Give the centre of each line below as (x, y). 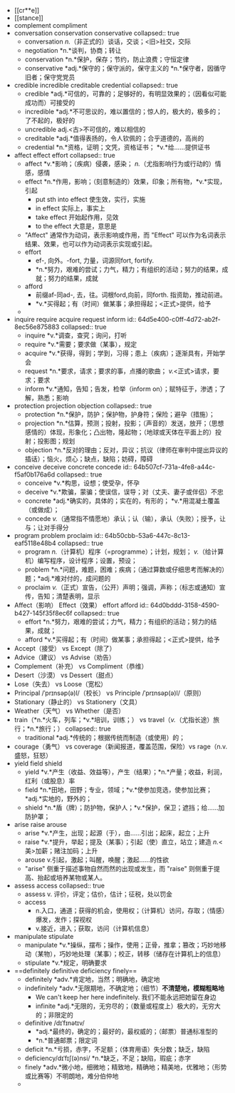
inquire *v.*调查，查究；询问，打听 (75, 335)
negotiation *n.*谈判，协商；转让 (73, 50)
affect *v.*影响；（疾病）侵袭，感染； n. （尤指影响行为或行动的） (120, 164)
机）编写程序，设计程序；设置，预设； (81, 560)
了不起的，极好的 (50, 120)
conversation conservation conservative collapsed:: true (97, 33)
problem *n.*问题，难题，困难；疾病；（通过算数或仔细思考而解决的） (126, 569)
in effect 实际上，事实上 (70, 208)
